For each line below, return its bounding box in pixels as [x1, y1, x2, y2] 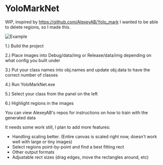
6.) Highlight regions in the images [5, 100, 74, 106]
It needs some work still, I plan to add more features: [5, 124, 110, 130]
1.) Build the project [5, 43, 44, 49]
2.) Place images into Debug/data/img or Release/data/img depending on [5, 52, 152, 58]
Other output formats [12, 149, 54, 155]
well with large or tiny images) [12, 139, 72, 145]
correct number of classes [5, 72, 58, 78]
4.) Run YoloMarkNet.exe [5, 81, 55, 87]
